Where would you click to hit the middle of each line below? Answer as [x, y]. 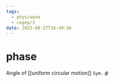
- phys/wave [26, 17]
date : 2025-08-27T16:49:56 [39, 28]
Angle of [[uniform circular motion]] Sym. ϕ [57, 73]
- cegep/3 [23, 22]
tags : [13, 11]
